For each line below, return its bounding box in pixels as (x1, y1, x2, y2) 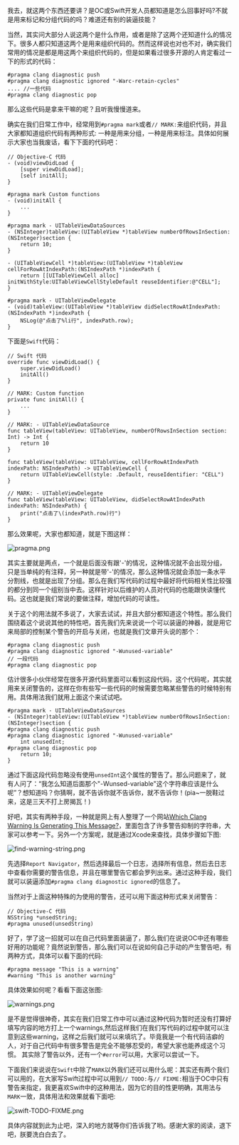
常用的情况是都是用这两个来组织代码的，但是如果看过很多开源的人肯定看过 (7, 49, 225, 56)
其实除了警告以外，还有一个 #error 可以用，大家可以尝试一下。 (21, 1050, 203, 1059)
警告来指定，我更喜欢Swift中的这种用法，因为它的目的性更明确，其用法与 (7, 1084, 222, 1091)
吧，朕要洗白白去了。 (7, 1130, 70, 1139)
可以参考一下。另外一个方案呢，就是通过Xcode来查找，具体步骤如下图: (13, 830, 222, 839)
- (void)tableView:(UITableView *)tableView (7, 303, 142, 311)
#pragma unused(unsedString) (7, 920, 94, 927)
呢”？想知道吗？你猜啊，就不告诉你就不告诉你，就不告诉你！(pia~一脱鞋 (7, 788, 219, 797)
